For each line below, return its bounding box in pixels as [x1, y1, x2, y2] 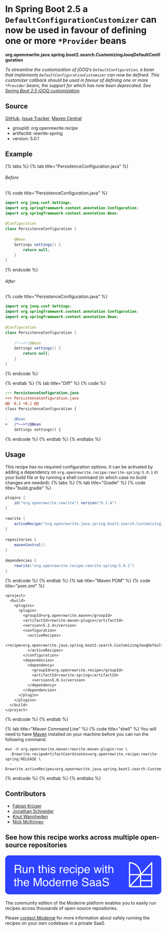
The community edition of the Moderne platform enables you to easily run [5, 900, 157, 906]
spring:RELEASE [5, 756, 37, 761]
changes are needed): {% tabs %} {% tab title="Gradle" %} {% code [5, 479, 146, 485]
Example [5, 150, 33, 159]
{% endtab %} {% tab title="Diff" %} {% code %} [5, 380, 106, 386]
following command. [5, 736, 47, 742]
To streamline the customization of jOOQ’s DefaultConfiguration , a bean [5, 66, 155, 73]
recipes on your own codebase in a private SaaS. [5, 920, 106, 926]
